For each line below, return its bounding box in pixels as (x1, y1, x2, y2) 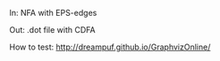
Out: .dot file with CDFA (9, 25, 96, 34)
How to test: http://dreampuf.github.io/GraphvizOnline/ (9, 42, 211, 52)
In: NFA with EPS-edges (9, 8, 97, 18)
